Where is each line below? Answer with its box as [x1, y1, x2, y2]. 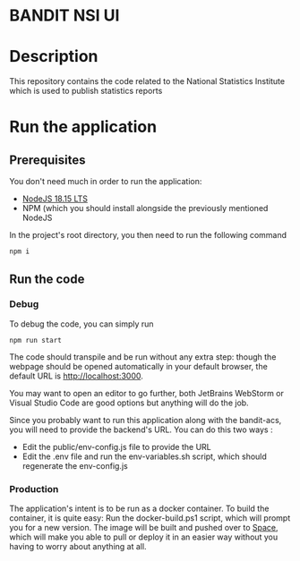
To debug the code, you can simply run [9, 319, 154, 329]
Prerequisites [9, 152, 86, 167]
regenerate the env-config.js [21, 460, 128, 471]
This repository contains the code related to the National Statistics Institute [9, 76, 285, 87]
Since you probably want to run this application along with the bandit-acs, [9, 414, 282, 425]
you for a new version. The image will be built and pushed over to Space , [9, 523, 279, 533]
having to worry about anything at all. [9, 541, 147, 552]
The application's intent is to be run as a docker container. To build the [9, 503, 270, 514]
